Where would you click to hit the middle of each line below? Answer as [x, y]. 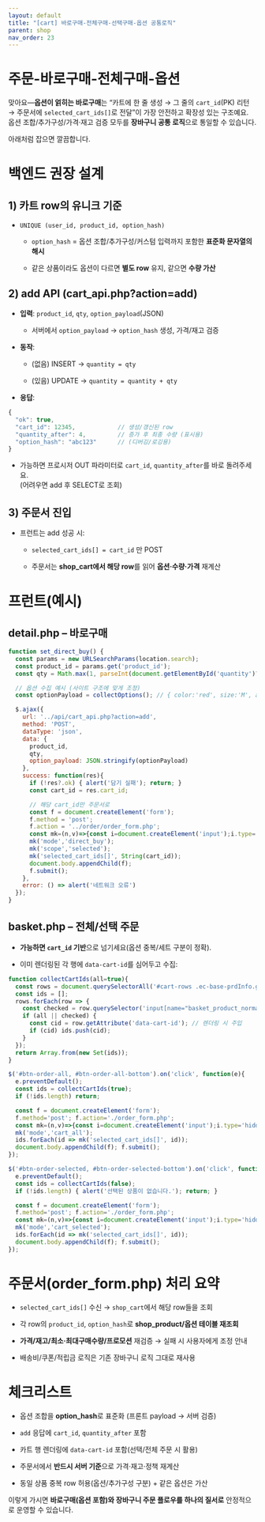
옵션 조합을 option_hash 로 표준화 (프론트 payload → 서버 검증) [118, 1415]
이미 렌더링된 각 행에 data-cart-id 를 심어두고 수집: [99, 964]
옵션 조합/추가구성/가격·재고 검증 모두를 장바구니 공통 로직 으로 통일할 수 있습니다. [132, 123]
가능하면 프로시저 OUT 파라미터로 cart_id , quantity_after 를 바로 [122, 465]
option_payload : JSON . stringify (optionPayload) [109, 761]
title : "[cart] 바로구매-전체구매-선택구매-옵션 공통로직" [92, 23]
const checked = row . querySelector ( [83, 1009]
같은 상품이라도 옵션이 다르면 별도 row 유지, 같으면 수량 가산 [123, 268]
